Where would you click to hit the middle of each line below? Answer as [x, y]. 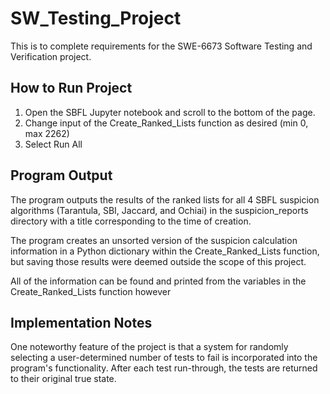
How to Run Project [71, 88]
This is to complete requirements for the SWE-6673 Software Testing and [161, 46]
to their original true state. [63, 379]
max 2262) [47, 133]
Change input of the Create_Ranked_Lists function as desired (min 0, [166, 123]
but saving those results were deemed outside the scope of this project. [158, 261]
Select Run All [53, 144]
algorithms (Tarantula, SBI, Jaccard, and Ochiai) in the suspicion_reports [159, 210]
